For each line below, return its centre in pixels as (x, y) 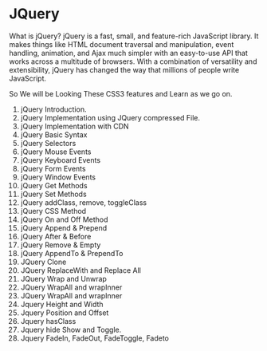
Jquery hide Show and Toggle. (71, 329)
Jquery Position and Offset (65, 313)
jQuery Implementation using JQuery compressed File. (110, 117)
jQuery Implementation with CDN (75, 126)
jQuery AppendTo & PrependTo (72, 253)
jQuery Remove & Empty (61, 245)
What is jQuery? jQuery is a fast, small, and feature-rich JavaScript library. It (134, 36)
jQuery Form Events (53, 168)
